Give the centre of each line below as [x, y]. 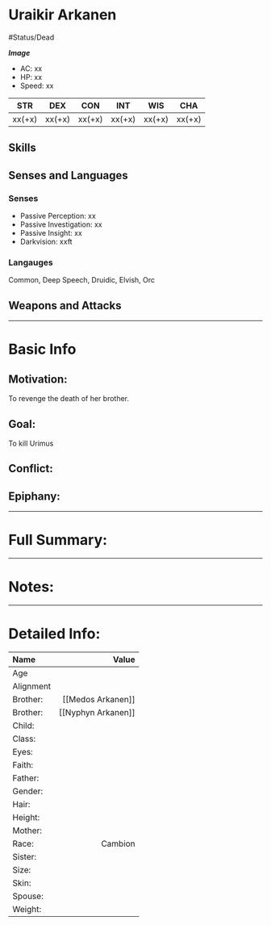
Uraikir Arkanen [63, 15]
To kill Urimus [31, 443]
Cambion [118, 843]
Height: [26, 817]
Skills [22, 148]
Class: [24, 739]
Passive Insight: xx [51, 233]
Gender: [28, 791]
